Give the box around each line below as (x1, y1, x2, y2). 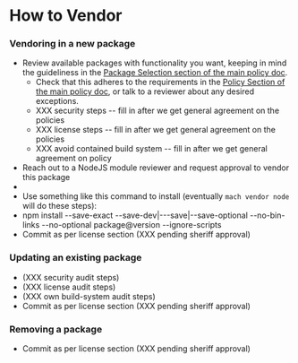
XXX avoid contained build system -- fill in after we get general (35, 143, 268, 154)
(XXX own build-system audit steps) (21, 290, 157, 301)
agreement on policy (35, 153, 112, 164)
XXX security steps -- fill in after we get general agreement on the (35, 105, 280, 117)
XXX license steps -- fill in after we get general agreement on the (35, 125, 276, 135)
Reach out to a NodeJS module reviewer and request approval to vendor (21, 162, 289, 173)
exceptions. (35, 96, 79, 107)
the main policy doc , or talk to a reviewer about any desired (35, 86, 255, 97)
